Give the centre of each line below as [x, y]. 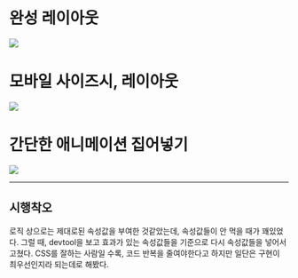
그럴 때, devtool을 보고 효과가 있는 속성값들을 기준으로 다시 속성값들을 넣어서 [153, 242]
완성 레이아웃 [54, 18]
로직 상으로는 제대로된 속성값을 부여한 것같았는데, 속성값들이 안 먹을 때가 [134, 231]
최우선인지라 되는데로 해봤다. [59, 264]
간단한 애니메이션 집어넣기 [99, 145]
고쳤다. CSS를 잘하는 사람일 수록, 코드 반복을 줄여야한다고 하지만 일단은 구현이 [145, 253]
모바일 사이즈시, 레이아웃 [94, 82]
